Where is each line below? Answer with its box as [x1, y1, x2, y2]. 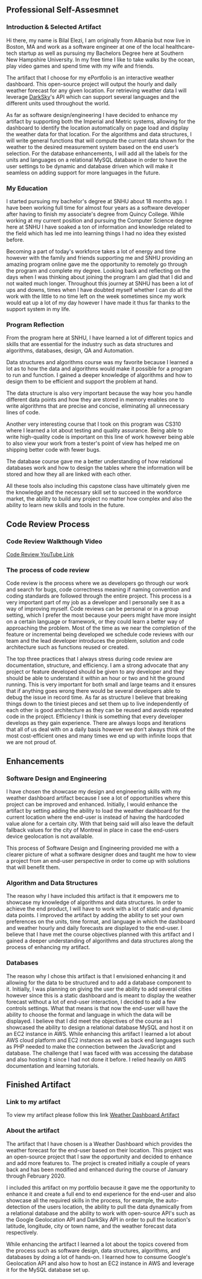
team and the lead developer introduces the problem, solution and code [6, 637, 185, 645]
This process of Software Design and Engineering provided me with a [6, 844, 179, 851]
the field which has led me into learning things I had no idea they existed [6, 229, 186, 237]
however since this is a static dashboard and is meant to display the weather [6, 991, 196, 999]
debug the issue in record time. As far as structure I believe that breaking [6, 693, 188, 701]
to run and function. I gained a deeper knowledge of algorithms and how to [6, 371, 193, 379]
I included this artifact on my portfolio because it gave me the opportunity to [6, 1184, 196, 1191]
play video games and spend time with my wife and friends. [6, 62, 155, 69]
